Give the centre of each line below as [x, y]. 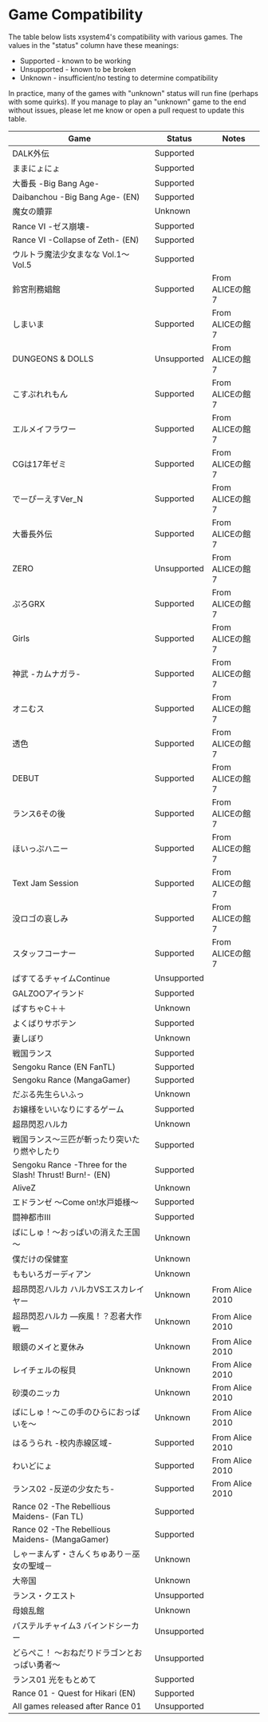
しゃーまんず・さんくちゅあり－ [73, 1553]
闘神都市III [32, 1217]
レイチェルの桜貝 [45, 1370]
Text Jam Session [45, 883]
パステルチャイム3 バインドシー [72, 1625]
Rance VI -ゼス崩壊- [51, 226]
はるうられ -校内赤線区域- [63, 1442]
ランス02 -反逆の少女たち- [64, 1489]
